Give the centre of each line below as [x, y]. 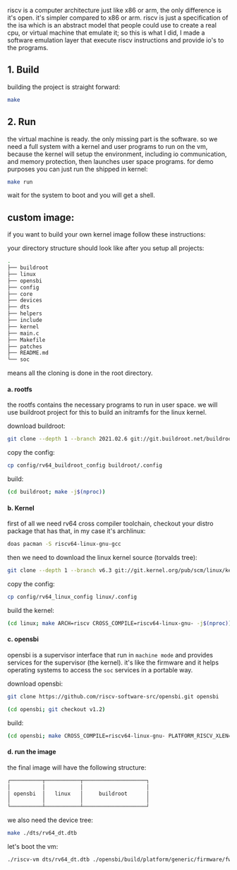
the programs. [28, 48]
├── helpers [25, 314]
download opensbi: [35, 684]
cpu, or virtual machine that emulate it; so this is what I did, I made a [106, 32]
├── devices [25, 300]
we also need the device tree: [50, 820]
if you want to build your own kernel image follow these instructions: [107, 234]
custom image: [41, 217]
